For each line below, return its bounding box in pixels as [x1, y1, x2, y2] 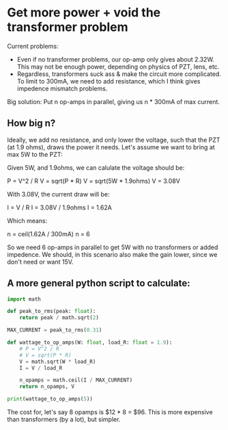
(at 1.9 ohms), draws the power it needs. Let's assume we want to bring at [7, 142, 215, 151]
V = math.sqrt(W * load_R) [19, 358, 96, 365]
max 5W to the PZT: [7, 150, 63, 158]
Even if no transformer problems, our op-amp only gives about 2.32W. [16, 55, 215, 63]
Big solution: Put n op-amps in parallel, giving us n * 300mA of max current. [7, 97, 220, 105]
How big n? [7, 118, 56, 129]
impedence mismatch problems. [16, 84, 108, 92]
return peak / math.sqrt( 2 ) [19, 314, 99, 321]
